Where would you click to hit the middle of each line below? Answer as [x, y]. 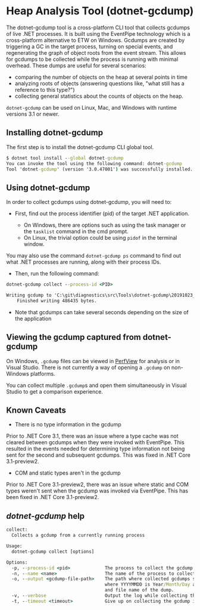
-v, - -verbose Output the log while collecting [99, 596]
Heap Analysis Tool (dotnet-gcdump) [100, 11]
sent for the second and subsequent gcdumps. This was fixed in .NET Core [98, 455]
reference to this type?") [45, 89]
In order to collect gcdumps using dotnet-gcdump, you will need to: [89, 202]
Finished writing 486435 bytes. [57, 301]
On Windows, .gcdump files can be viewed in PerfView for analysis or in [93, 361]
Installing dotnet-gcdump [54, 133]
